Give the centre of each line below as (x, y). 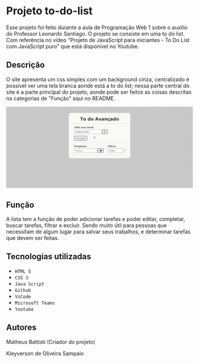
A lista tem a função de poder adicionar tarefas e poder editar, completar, (96, 219)
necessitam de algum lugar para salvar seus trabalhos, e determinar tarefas (98, 232)
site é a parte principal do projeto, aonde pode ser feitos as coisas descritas (99, 92)
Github (23, 290)
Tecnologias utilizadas (49, 257)
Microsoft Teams (35, 303)
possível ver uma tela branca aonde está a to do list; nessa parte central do (98, 86)
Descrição (25, 65)
